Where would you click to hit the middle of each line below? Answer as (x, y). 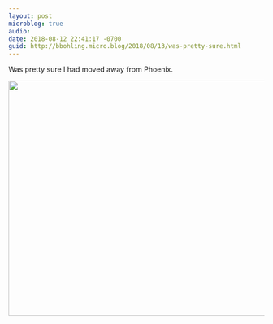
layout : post (30, 16)
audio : (19, 31)
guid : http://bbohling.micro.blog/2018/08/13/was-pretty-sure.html (125, 46)
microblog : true (36, 24)
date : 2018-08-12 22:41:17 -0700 (65, 39)
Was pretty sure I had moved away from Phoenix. (91, 69)
